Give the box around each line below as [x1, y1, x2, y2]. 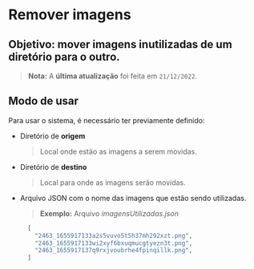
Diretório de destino [19, 162, 87, 171]
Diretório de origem [19, 130, 86, 141]
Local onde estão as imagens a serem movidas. [39, 147, 198, 156]
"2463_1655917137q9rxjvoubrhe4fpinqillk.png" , [34, 247, 193, 255]
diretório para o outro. [8, 50, 120, 63]
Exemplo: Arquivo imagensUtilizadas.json [39, 208, 179, 218]
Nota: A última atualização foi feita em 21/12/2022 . [27, 71, 198, 81]
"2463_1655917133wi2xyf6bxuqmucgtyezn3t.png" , [34, 239, 193, 247]
